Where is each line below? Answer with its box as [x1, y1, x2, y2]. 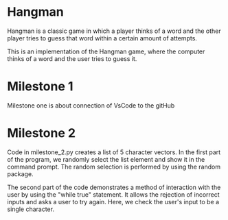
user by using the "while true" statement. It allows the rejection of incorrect [7, 190, 220, 199]
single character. [7, 205, 55, 213]
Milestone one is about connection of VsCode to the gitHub [7, 101, 175, 110]
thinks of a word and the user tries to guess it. [7, 54, 137, 62]
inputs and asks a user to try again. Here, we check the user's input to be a [7, 197, 220, 206]
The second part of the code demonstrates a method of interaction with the [7, 183, 221, 191]
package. [7, 169, 34, 178]
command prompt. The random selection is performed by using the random [7, 162, 221, 171]
